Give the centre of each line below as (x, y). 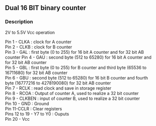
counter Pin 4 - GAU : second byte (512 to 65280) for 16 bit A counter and (78, 57)
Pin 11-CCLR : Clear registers (34, 109)
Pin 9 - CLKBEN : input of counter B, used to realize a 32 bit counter (72, 98)
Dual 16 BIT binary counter (46, 8)
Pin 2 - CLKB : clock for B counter (39, 47)
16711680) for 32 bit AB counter (36, 73)
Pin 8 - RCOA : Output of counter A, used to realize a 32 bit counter (72, 93)
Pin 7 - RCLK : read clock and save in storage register (58, 88)
